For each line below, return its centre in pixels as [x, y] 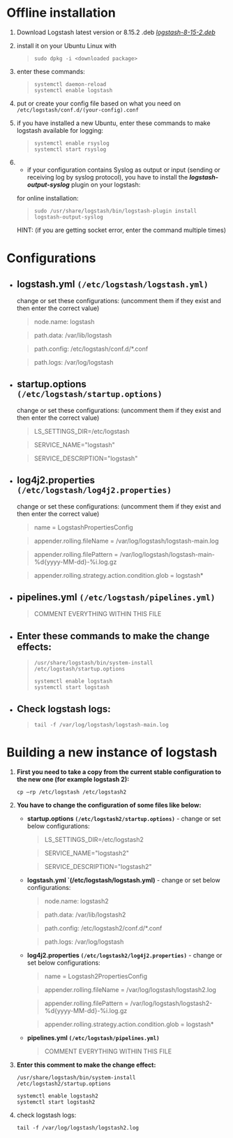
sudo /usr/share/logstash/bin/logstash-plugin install [115, 211]
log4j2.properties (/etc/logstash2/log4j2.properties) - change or [125, 955]
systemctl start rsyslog [70, 149]
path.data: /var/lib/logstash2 [85, 914]
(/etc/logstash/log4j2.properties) [94, 490]
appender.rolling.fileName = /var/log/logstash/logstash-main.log [126, 541]
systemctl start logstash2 [56, 1102]
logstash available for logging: [60, 130]
